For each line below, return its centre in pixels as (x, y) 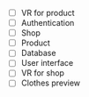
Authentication (48, 23)
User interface (47, 63)
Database (38, 53)
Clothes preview (51, 83)
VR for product (48, 13)
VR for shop (43, 73)
